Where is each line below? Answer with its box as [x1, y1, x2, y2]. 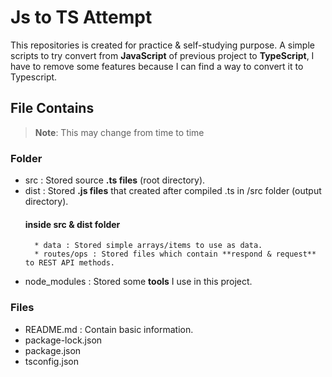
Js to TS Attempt [10, 6, 153, 29]
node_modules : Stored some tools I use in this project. [24, 276, 253, 288]
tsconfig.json [24, 355, 79, 367]
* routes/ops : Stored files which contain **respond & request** [34, 249, 317, 260]
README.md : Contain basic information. [24, 323, 194, 335]
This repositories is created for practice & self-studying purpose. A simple [10, 39, 315, 51]
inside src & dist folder [24, 218, 121, 230]
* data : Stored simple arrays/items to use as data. [34, 241, 263, 251]
